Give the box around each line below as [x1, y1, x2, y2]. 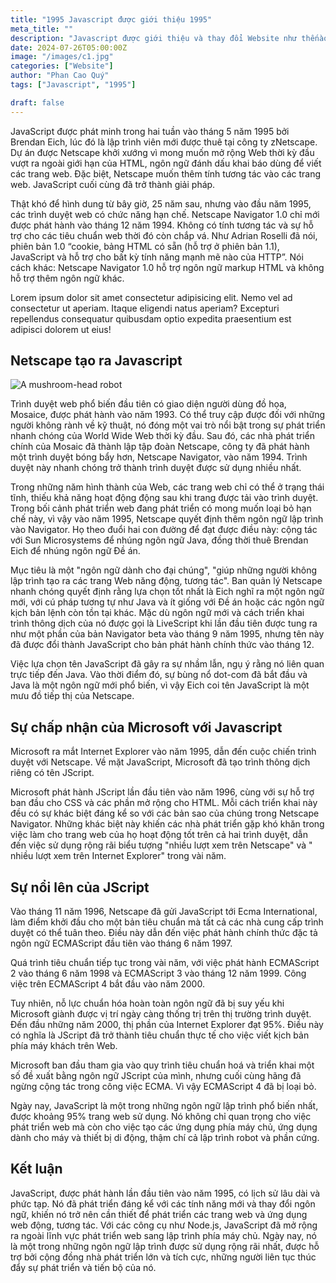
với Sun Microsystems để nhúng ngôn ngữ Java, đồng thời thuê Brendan [10, 534, 309, 546]
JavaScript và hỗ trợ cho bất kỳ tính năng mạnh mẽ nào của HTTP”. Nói [10, 251, 304, 263]
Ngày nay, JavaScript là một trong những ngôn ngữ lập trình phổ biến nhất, [10, 1100, 319, 1112]
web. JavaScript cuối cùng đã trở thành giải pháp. [10, 178, 216, 190]
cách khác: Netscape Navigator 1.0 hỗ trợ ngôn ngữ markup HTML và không [10, 261, 325, 273]
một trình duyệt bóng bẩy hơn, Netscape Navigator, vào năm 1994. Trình [10, 451, 308, 463]
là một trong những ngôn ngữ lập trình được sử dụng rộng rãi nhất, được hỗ [10, 1240, 320, 1252]
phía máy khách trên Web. [10, 1040, 118, 1052]
